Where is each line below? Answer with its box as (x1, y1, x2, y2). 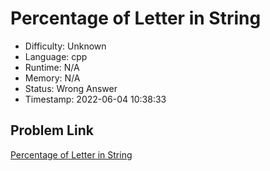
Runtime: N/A (24, 61, 80, 73)
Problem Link (10, 122, 94, 139)
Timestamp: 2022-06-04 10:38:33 (24, 93, 167, 105)
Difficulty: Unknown (24, 40, 107, 52)
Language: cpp (24, 50, 88, 62)
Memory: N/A (24, 72, 81, 84)
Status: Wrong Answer (24, 82, 118, 94)
